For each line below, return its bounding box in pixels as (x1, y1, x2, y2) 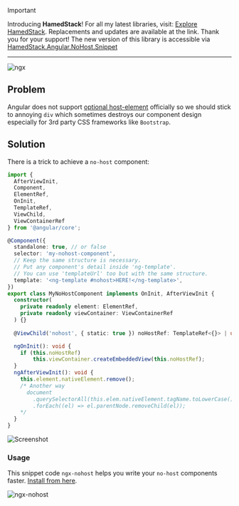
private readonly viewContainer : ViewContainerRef (20, 310, 174, 317)
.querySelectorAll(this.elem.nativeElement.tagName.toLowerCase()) (33, 396, 237, 403)
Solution (7, 138, 46, 150)
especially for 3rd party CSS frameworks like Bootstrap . (7, 118, 171, 126)
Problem (7, 83, 46, 95)
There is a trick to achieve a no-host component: (7, 157, 149, 166)
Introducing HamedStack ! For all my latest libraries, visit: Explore (7, 20, 198, 28)
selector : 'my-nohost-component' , (14, 250, 116, 257)
